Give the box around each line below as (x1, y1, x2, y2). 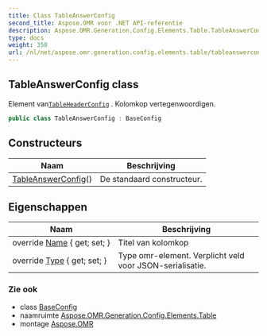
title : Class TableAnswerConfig (8, 11, 115, 20)
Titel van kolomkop (118, 238, 189, 249)
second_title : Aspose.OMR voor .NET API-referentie (8, 19, 183, 27)
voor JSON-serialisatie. (118, 260, 207, 271)
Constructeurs (8, 137, 83, 150)
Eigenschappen (8, 200, 87, 214)
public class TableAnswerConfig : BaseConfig (8, 114, 161, 122)
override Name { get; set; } (12, 238, 111, 249)
